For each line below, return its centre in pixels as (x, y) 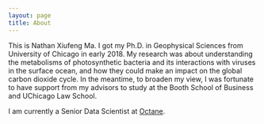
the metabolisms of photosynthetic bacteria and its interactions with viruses (132, 62)
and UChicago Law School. (53, 96)
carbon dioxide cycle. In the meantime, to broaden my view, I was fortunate (131, 79)
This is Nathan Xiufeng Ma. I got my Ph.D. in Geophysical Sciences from (126, 45)
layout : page (30, 15)
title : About (30, 23)
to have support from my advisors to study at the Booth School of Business (131, 87)
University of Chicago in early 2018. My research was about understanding (131, 54)
